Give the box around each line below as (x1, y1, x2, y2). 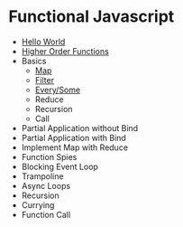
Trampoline (21, 170, 64, 182)
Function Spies (21, 151, 78, 162)
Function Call (21, 209, 71, 220)
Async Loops (21, 180, 71, 191)
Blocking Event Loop (21, 161, 98, 172)
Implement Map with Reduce (21, 142, 128, 153)
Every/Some (34, 84, 81, 95)
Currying (21, 199, 55, 210)
